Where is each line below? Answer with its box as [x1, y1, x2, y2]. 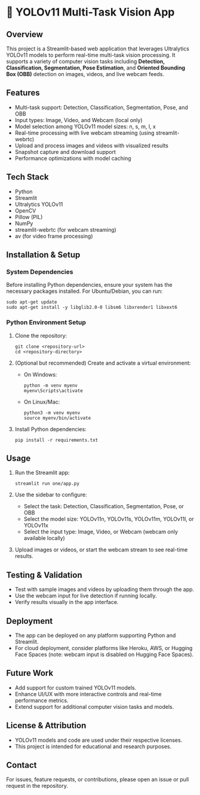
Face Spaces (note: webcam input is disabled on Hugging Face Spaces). [14, 651, 194, 658]
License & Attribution [6, 721, 87, 731]
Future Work [6, 668, 54, 678]
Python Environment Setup [6, 318, 87, 327]
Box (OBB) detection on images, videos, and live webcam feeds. [6, 71, 165, 77]
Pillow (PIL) [14, 213, 43, 220]
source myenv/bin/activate [23, 415, 91, 421]
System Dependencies [6, 268, 73, 276]
